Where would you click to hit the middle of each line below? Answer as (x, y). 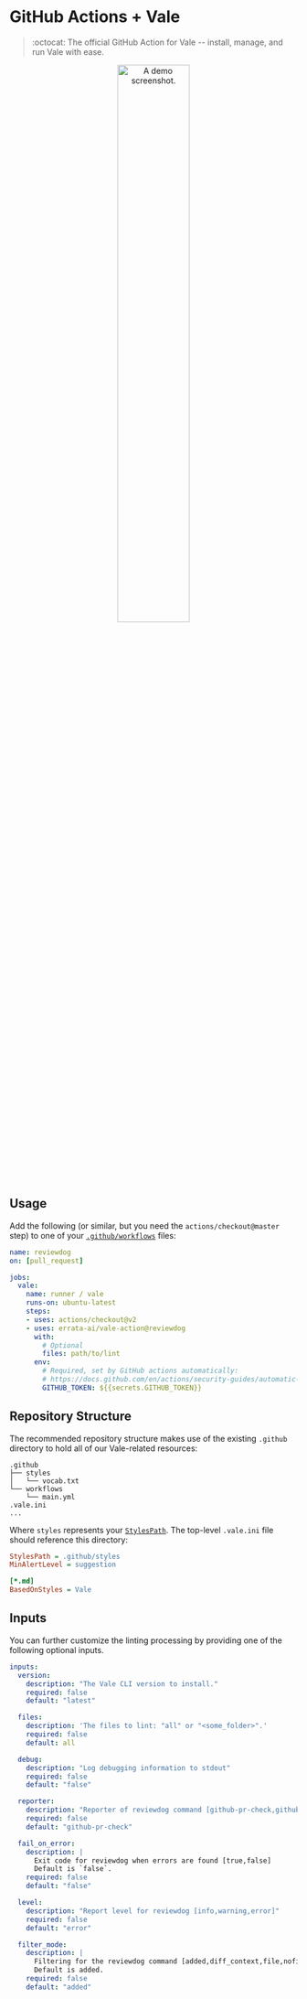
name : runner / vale (65, 1295)
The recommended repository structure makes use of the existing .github (148, 1438)
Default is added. (69, 1970)
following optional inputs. (57, 1650)
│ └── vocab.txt (44, 1481)
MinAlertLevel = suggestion (63, 1565)
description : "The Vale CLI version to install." (122, 1684)
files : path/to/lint (81, 1354)
